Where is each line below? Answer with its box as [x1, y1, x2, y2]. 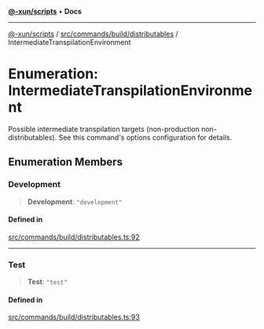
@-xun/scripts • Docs [8, 7, 82, 16]
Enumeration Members [8, 155, 123, 169]
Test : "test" [27, 277, 68, 287]
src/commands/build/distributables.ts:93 [8, 313, 140, 322]
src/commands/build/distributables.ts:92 [8, 232, 140, 242]
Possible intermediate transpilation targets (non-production [8, 124, 200, 133]
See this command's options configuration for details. [58, 133, 233, 142]
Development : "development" [27, 196, 123, 207]
